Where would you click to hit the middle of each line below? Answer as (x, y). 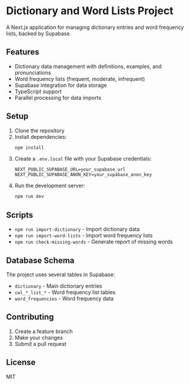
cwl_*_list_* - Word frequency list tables (65, 292)
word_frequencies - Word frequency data (64, 298)
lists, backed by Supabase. (39, 33)
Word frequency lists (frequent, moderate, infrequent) (80, 79)
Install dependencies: (41, 136)
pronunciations (33, 73)
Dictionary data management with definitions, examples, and (88, 66)
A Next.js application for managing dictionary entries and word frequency (95, 27)
